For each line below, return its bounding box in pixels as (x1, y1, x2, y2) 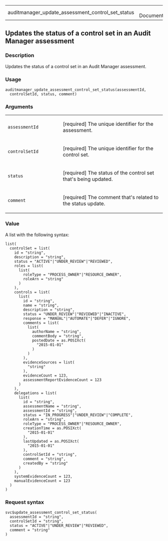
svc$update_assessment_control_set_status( (5, 510, 97, 515)
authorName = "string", (31, 329, 81, 334)
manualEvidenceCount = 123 (14, 478, 70, 483)
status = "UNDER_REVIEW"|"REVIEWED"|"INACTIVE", (23, 311, 126, 316)
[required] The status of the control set (62, 169, 154, 176)
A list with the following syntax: (5, 232, 69, 238)
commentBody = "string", (31, 333, 84, 338)
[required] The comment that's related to (62, 194, 159, 201)
